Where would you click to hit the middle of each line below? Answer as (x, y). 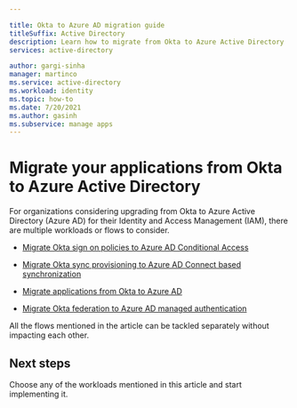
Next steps (40, 363)
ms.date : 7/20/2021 (45, 108)
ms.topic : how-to (41, 99)
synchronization (52, 274)
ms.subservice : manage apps (61, 124)
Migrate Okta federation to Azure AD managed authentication (134, 308)
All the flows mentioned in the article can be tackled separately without (139, 326)
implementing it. (39, 394)
